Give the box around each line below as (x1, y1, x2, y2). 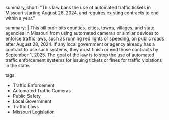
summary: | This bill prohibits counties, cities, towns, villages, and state (5, 25, 155, 31)
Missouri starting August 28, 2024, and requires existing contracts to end (5, 10, 159, 16)
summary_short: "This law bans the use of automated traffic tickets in (5, 5, 151, 10)
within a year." (5, 15, 35, 21)
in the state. (5, 63, 31, 68)
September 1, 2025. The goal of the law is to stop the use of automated (5, 52, 154, 58)
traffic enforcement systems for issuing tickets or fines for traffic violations (5, 57, 162, 63)
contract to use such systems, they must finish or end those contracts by (5, 47, 159, 52)
